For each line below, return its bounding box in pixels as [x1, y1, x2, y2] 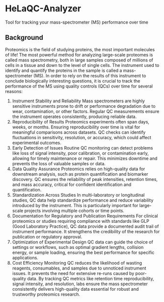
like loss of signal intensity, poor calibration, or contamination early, [12, 150, 149, 156]
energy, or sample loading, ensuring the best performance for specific [12, 249, 155, 255]
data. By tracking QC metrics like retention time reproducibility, [27, 275, 154, 281]
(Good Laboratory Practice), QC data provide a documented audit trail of [12, 223, 159, 229]
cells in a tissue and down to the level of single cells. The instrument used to [5, 62, 160, 68]
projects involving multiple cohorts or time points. [24, 208, 124, 213]
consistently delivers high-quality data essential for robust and [12, 286, 139, 292]
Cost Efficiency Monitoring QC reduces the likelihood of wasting [12, 260, 142, 266]
